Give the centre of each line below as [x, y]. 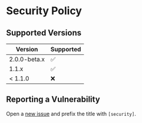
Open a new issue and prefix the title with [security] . [71, 114]
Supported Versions [44, 33]
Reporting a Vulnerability [53, 100]
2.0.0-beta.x [27, 59]
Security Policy [44, 11]
